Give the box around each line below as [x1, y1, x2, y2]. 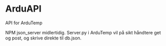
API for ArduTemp [5, 20, 43, 26]
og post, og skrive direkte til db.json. [5, 35, 82, 41]
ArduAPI [5, 3, 42, 15]
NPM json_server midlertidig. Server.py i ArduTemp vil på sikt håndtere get [5, 29, 161, 35]
